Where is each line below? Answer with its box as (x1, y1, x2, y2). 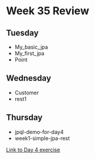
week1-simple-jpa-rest (14, 135, 70, 142)
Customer (14, 89, 40, 96)
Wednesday (6, 73, 51, 84)
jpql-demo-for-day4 (14, 128, 64, 135)
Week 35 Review (6, 4, 90, 18)
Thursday (6, 113, 43, 123)
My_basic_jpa (14, 43, 48, 50)
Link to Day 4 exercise (6, 146, 60, 153)
